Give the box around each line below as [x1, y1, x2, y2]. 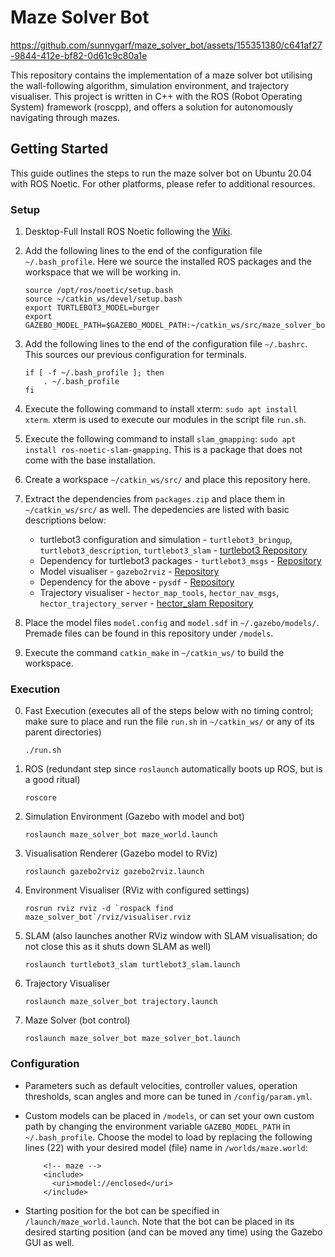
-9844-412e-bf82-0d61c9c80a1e [10, 49, 148, 61]
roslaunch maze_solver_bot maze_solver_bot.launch [24, 1034, 241, 1044]
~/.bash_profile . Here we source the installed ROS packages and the [24, 256, 312, 268]
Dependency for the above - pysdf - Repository [39, 576, 235, 588]
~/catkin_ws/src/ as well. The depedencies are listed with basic [24, 504, 290, 516]
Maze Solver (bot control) [24, 1014, 131, 1026]
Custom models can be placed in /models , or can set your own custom [24, 1109, 315, 1121]
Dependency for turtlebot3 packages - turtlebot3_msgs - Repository [39, 555, 322, 567]
